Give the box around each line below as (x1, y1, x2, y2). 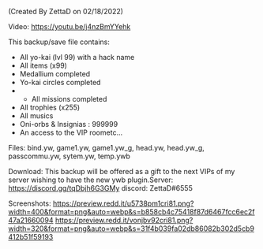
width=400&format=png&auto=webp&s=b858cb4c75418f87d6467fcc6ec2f (8, 207, 255, 216)
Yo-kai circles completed (19, 78, 101, 87)
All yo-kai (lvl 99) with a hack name (19, 53, 135, 61)
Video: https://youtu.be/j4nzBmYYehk (8, 22, 131, 31)
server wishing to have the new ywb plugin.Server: (8, 175, 174, 184)
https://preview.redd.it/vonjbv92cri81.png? (54, 216, 193, 225)
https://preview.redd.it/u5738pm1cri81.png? (52, 199, 194, 208)
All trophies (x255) (19, 102, 81, 112)
